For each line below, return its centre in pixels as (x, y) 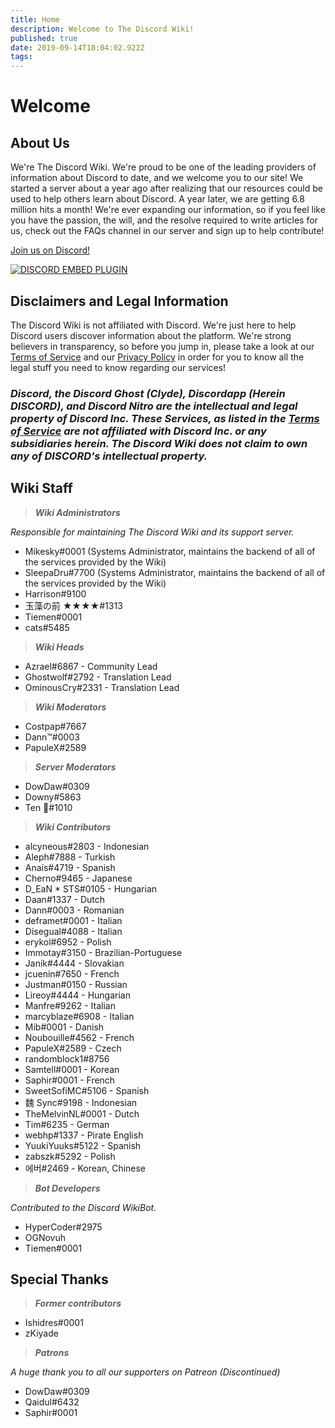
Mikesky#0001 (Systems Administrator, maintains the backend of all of (170, 551)
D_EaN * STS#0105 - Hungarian (91, 888)
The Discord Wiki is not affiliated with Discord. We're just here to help (153, 325)
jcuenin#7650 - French (72, 973)
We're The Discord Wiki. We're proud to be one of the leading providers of (163, 167)
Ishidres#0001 (54, 1323)
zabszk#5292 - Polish (70, 1156)
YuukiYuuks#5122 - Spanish (83, 1145)
